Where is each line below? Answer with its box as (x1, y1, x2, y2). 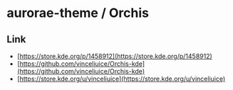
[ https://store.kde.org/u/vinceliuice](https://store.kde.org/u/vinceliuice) (16, 74, 226, 83)
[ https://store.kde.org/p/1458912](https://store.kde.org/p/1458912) (16, 52, 213, 60)
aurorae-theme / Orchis (6, 5, 149, 21)
